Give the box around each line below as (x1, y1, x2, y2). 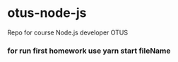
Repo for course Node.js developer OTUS (7, 28, 129, 37)
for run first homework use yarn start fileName (7, 46, 171, 56)
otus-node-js (7, 5, 87, 21)
